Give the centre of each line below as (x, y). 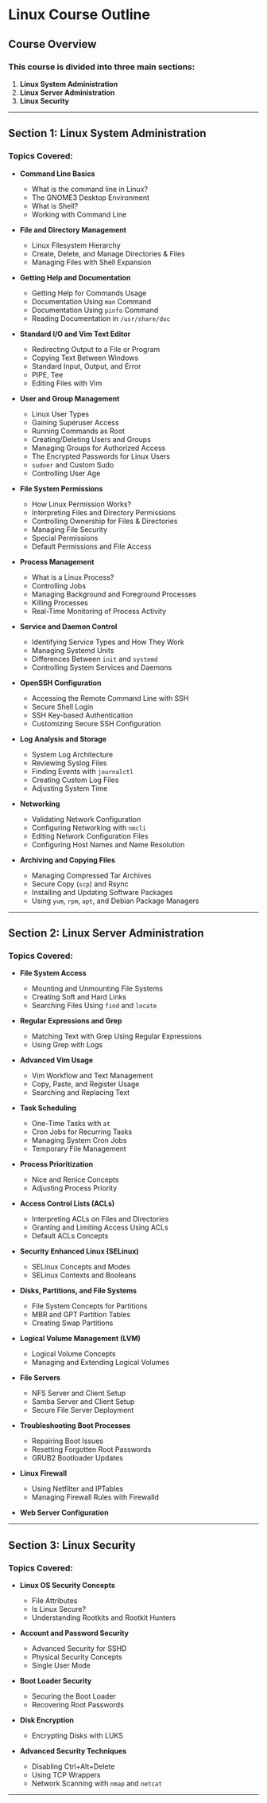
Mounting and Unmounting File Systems (97, 988)
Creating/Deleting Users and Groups (91, 439)
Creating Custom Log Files (75, 780)
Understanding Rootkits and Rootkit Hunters (104, 1617)
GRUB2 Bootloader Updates (77, 1458)
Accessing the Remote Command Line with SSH (110, 698)
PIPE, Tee (47, 374)
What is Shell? (55, 205)
